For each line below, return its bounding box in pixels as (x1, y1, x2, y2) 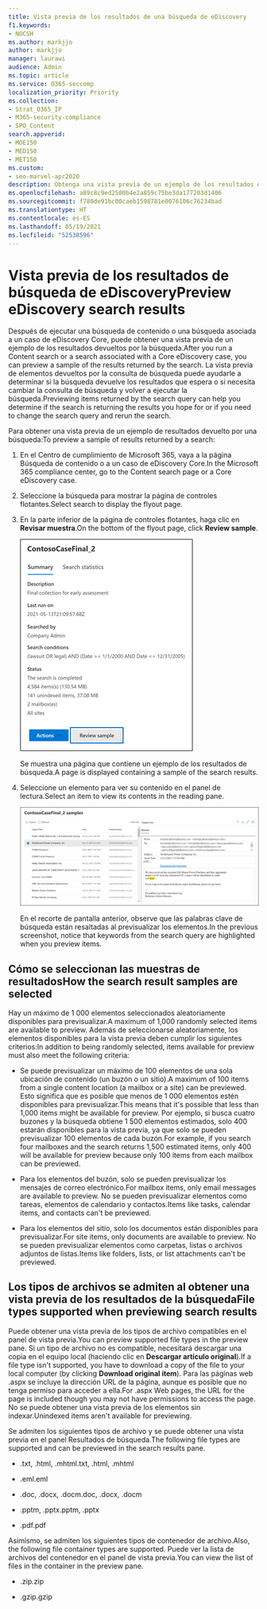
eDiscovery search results (8, 300, 185, 318)
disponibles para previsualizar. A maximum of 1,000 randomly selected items (8, 1017, 257, 1027)
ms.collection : (8, 96, 59, 105)
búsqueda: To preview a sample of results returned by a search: (8, 434, 216, 445)
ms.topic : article (8, 72, 69, 80)
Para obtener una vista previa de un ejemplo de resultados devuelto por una (8, 427, 257, 436)
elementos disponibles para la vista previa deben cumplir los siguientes (8, 1034, 242, 1043)
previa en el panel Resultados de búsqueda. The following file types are (8, 1435, 241, 1444)
